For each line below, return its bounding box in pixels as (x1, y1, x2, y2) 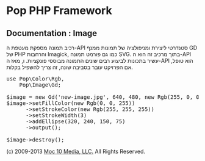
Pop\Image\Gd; (19, 82, 62, 88)
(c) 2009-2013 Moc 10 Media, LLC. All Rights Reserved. (6, 148, 145, 155)
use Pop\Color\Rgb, (6, 76, 65, 82)
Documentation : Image (6, 28, 98, 38)
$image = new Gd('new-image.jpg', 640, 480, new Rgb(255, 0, (6, 94, 193, 101)
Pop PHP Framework (6, 4, 112, 18)
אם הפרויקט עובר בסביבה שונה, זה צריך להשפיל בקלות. (6, 63, 133, 71)
